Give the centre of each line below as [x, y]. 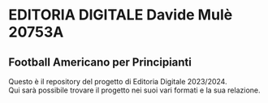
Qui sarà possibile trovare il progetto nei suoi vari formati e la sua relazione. [135, 90]
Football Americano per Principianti [100, 62]
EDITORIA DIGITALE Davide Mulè [121, 15]
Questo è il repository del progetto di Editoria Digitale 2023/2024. [118, 82]
